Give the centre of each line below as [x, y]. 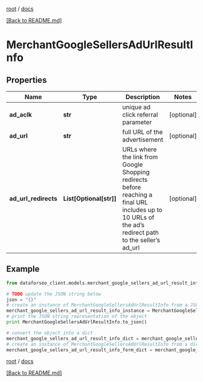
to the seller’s [141, 240]
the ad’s [134, 225]
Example [23, 269]
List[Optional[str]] [90, 199]
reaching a [137, 195]
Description [143, 97]
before [132, 187]
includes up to [143, 210]
